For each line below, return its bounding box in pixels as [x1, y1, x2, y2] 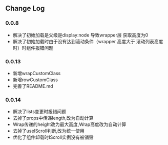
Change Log [5, 4, 45, 13]
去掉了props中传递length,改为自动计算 [12, 115, 94, 121]
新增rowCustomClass [12, 77, 58, 83]
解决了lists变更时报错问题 [12, 108, 67, 115]
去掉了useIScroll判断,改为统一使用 [12, 128, 85, 134]
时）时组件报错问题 [12, 45, 54, 51]
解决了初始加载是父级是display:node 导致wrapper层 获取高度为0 [12, 32, 149, 38]
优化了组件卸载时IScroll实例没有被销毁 [12, 134, 94, 140]
